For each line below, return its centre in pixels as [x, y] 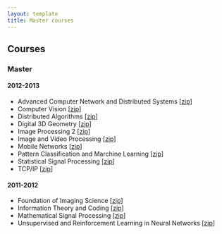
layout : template [33, 14]
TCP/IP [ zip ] [35, 169]
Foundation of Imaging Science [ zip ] [70, 201]
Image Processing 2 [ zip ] [54, 132]
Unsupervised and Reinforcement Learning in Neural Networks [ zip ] [116, 223]
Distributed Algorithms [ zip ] [58, 116]
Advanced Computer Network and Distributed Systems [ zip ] [105, 101]
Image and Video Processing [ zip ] [67, 139]
